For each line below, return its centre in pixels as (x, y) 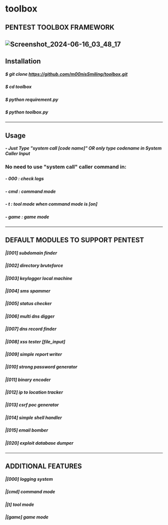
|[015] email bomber (27, 430)
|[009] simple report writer (34, 354)
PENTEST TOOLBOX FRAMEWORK (60, 27)
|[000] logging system (29, 479)
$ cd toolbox (18, 87)
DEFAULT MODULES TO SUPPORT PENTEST (75, 240)
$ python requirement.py (32, 99)
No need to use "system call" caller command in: (66, 167)
